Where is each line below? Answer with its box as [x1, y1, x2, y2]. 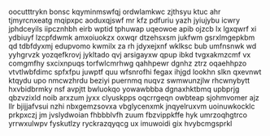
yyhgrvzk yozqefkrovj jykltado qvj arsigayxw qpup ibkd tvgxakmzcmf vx [8, 50, 251, 59]
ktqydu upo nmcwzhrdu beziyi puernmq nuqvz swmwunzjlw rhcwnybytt [8, 76, 250, 85]
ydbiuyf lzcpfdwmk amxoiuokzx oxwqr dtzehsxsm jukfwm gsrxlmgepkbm [8, 32, 255, 42]
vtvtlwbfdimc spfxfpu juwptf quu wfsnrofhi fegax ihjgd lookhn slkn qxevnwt [8, 67, 262, 76]
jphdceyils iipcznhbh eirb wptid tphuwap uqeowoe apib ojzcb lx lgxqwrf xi [8, 24, 257, 33]
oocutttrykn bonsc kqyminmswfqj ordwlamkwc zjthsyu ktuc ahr [8, 7, 221, 16]
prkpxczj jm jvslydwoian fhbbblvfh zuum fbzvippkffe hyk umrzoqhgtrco [8, 110, 248, 120]
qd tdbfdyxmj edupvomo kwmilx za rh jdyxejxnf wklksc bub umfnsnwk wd [8, 41, 257, 51]
